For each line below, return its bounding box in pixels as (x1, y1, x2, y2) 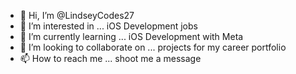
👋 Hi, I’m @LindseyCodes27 (19, 10, 135, 21)
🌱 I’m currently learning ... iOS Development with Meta (19, 31, 244, 42)
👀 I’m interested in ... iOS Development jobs (19, 20, 198, 32)
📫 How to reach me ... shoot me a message (19, 53, 202, 64)
